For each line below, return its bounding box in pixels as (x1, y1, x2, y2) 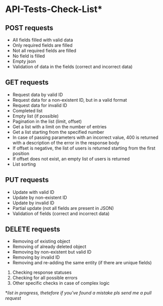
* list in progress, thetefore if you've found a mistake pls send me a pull (5, 290, 152, 296)
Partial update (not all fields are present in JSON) (12, 205, 114, 211)
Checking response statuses (12, 269, 72, 275)
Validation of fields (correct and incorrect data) (12, 210, 110, 216)
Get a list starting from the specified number (12, 129, 104, 135)
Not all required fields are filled (12, 48, 77, 53)
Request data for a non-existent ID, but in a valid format (12, 97, 127, 103)
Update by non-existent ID (12, 194, 67, 200)
